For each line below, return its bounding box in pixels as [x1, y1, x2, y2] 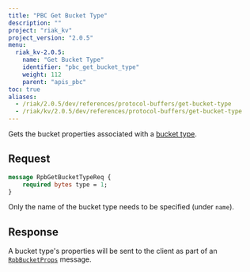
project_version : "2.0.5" [8, 33, 93, 42]
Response [8, 225, 59, 239]
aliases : [8, 93, 37, 101]
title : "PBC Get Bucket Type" [8, 11, 108, 20]
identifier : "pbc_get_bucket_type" [22, 63, 140, 71]
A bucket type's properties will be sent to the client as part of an [8, 247, 218, 256]
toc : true [8, 85, 41, 94]
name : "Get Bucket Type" [22, 56, 104, 64]
